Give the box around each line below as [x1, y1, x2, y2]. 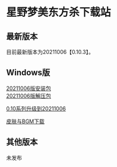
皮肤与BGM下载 [6, 118, 45, 125]
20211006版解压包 [6, 92, 51, 99]
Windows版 [6, 67, 50, 78]
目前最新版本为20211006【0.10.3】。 [6, 49, 94, 55]
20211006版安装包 [6, 85, 51, 92]
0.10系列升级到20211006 [6, 105, 66, 112]
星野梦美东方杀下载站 [6, 5, 112, 19]
